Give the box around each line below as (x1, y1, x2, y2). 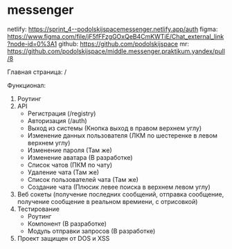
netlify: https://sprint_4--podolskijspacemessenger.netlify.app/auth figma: (7, 25, 218, 33)
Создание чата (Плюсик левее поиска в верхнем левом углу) (27, 183, 211, 191)
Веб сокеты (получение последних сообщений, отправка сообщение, (17, 190, 224, 199)
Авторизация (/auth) (27, 116, 88, 124)
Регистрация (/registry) (27, 109, 96, 118)
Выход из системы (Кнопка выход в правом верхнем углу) (27, 124, 202, 132)
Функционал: (7, 81, 46, 89)
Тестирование (17, 205, 60, 213)
